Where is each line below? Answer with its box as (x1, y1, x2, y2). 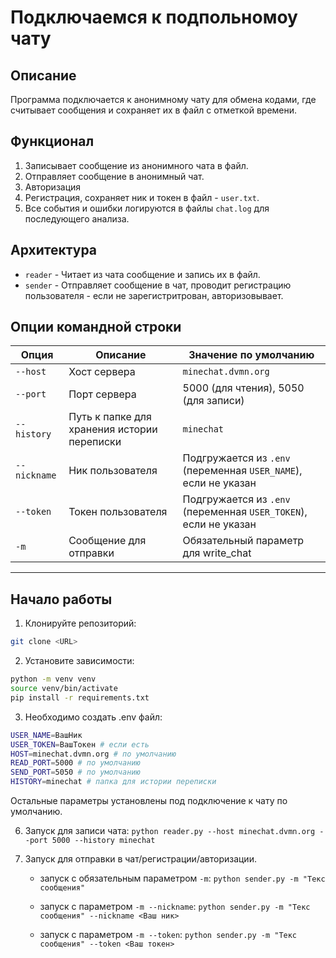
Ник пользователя (68, 464, 158, 478)
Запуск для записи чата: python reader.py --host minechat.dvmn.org (24, 825, 316, 836)
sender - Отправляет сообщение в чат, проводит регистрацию (24, 279, 292, 291)
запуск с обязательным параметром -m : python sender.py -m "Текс (39, 872, 326, 884)
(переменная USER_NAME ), (182, 464, 303, 478)
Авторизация (24, 181, 82, 193)
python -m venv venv (10, 674, 97, 685)
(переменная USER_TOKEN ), (182, 505, 308, 519)
